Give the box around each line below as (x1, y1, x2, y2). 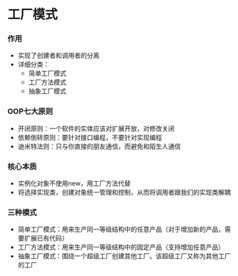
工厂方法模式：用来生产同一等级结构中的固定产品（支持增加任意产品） (17, 243, 225, 252)
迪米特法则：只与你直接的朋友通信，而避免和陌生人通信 (17, 142, 181, 150)
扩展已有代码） (24, 234, 69, 242)
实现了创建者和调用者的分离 (17, 51, 100, 60)
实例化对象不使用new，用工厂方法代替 (17, 179, 131, 188)
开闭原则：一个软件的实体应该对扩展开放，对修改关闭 (17, 124, 175, 133)
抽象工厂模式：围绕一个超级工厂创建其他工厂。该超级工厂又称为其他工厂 (17, 252, 231, 260)
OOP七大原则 (7, 106, 54, 116)
